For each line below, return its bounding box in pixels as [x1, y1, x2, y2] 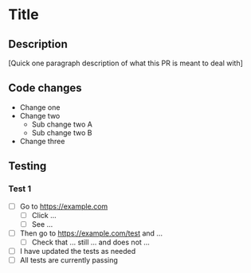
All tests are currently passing [19, 255, 118, 264]
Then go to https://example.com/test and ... [19, 228, 163, 238]
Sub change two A [31, 119, 93, 129]
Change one [19, 102, 61, 112]
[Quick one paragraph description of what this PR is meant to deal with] [8, 58, 243, 68]
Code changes [8, 81, 82, 95]
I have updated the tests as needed [19, 246, 136, 255]
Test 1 [8, 183, 32, 194]
